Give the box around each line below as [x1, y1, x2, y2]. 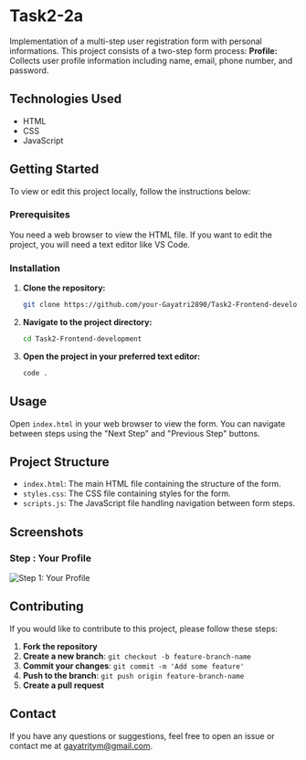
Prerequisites [9, 208, 70, 221]
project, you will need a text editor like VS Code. [9, 238, 190, 249]
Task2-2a [9, 5, 84, 26]
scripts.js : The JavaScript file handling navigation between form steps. [22, 498, 295, 509]
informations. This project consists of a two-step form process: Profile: [9, 45, 278, 56]
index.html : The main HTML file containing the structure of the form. [22, 479, 281, 490]
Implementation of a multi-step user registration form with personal [9, 36, 262, 47]
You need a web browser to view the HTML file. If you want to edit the [9, 229, 272, 240]
